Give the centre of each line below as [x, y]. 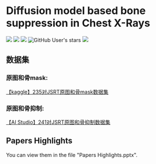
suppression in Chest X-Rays [78, 23]
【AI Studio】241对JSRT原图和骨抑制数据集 [58, 122]
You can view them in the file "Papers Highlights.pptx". [72, 155]
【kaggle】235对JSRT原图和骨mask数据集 [57, 92]
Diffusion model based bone [76, 11]
